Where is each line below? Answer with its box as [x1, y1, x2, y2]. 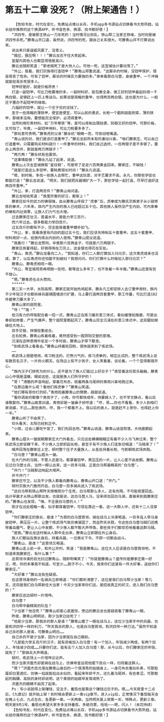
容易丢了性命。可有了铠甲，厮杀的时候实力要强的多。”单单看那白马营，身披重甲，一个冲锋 [5, 74, 159, 79]
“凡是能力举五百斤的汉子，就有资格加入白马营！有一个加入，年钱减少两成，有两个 [11, 640, 153, 645]
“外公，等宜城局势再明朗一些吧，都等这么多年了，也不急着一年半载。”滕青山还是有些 [11, 267, 157, 272]
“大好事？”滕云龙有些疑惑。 [11, 572, 60, 577]
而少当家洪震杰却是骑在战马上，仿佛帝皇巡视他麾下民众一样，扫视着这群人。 [11, 660, 143, 666]
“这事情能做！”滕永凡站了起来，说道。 [11, 157, 78, 162]
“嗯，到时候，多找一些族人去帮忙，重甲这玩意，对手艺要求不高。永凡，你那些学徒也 [11, 173, 156, 178]
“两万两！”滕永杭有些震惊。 [11, 152, 60, 157]
